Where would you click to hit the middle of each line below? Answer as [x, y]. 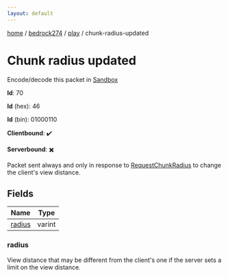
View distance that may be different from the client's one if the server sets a [114, 260]
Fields [21, 193]
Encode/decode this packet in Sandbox [63, 79]
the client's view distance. [44, 172]
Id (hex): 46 [24, 106]
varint [47, 224]
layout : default [30, 13]
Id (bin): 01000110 [32, 119]
